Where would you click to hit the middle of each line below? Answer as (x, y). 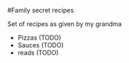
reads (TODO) (38, 53)
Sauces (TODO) (40, 45)
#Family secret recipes (41, 10)
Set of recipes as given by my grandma (64, 24)
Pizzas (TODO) (39, 38)
